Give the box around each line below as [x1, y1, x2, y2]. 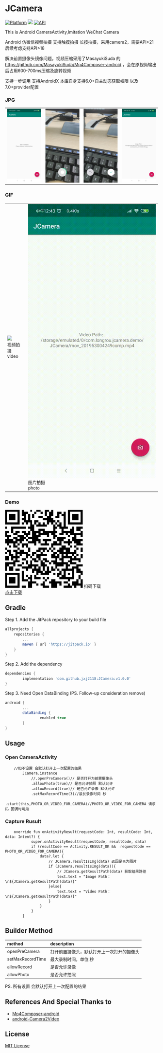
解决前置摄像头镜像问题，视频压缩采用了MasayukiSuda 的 [5, 55, 121, 61]
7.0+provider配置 [5, 84, 39, 90]
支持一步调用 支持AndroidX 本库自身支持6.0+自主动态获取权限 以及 [5, 78, 139, 84]
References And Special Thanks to [5, 998, 112, 1006]
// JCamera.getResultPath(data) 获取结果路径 [57, 869, 147, 874]
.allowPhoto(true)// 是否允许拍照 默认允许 [31, 781, 113, 786]
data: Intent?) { [5, 834, 40, 839]
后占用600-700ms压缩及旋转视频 [5, 68, 71, 73]
